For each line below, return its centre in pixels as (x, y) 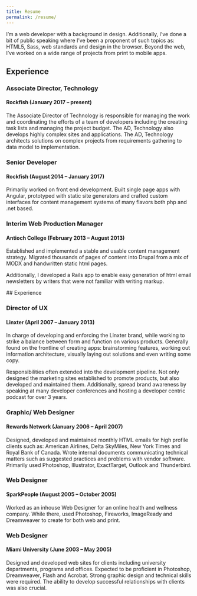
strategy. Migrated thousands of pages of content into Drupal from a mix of (97, 257)
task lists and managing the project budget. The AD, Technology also (90, 128)
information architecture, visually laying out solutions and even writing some (99, 354)
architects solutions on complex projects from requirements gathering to (94, 141)
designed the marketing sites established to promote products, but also (93, 378)
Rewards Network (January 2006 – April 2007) (65, 426)
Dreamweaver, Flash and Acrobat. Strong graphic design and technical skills (99, 575)
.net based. (20, 208)
